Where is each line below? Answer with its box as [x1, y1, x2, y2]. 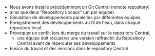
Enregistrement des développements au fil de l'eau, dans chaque [9, 19, 140, 25]
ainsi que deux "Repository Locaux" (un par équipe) [9, 9, 115, 15]
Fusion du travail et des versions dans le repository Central [9, 46, 128, 51]
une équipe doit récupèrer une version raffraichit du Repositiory [17, 35, 145, 41]
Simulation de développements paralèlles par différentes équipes [9, 15, 140, 20]
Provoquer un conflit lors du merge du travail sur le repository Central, [9, 30, 151, 36]
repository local [9, 25, 41, 31]
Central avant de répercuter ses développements [17, 40, 116, 46]
